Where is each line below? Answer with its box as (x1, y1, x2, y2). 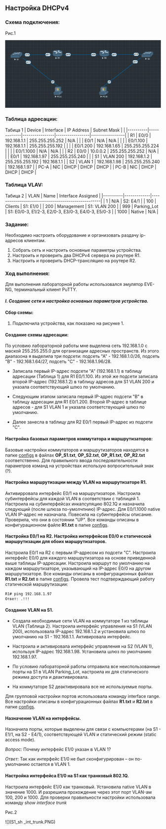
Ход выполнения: (5, 270, 50, 277)
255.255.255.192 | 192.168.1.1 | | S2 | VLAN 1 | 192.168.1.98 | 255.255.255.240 (5, 158, 160, 164)
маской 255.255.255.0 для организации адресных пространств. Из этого (5, 348, 159, 354)
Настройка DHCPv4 (5, 4, 69, 12)
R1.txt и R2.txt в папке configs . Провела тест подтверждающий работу (5, 576, 155, 582)
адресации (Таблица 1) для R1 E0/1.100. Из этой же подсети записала (12, 373, 158, 379)
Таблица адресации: (5, 116, 58, 123)
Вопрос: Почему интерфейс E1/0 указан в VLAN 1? (5, 747, 111, 753)
